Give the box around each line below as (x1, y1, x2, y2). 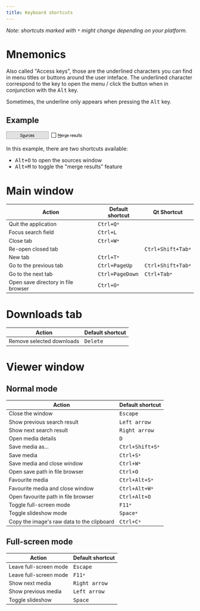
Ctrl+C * (119, 518, 141, 525)
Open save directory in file (8, 278, 73, 286)
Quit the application (8, 221, 57, 228)
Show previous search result (8, 418, 79, 425)
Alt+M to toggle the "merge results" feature (14, 163, 123, 170)
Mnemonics (6, 48, 67, 61)
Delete (84, 338, 104, 344)
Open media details (8, 435, 57, 442)
